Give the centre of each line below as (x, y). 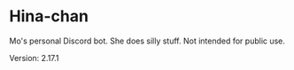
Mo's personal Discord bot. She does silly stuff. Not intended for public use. (147, 41)
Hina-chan (49, 16)
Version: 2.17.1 (34, 58)
